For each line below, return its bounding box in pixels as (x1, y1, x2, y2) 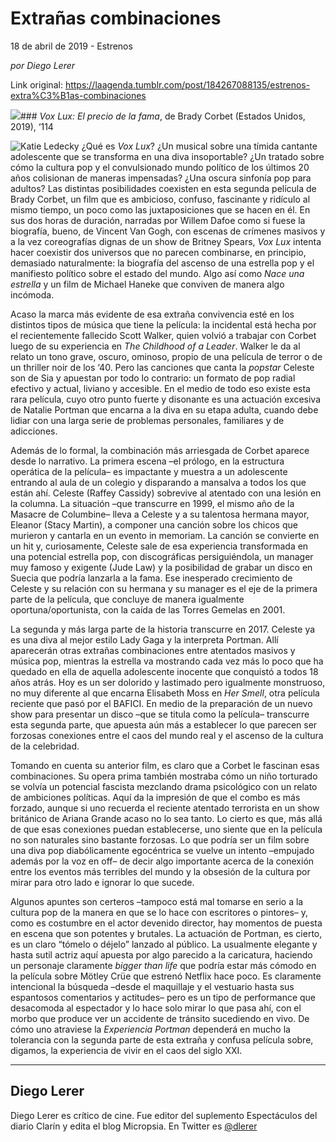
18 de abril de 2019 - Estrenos (10, 40, 133, 52)
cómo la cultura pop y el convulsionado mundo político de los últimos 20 (10, 161, 310, 173)
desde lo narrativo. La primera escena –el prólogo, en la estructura (10, 455, 285, 467)
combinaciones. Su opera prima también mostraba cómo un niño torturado (10, 770, 318, 782)
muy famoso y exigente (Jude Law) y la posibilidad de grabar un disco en (10, 561, 313, 573)
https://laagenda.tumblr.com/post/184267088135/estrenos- (64, 78, 311, 91)
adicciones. (10, 425, 58, 437)
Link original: (10, 78, 63, 91)
